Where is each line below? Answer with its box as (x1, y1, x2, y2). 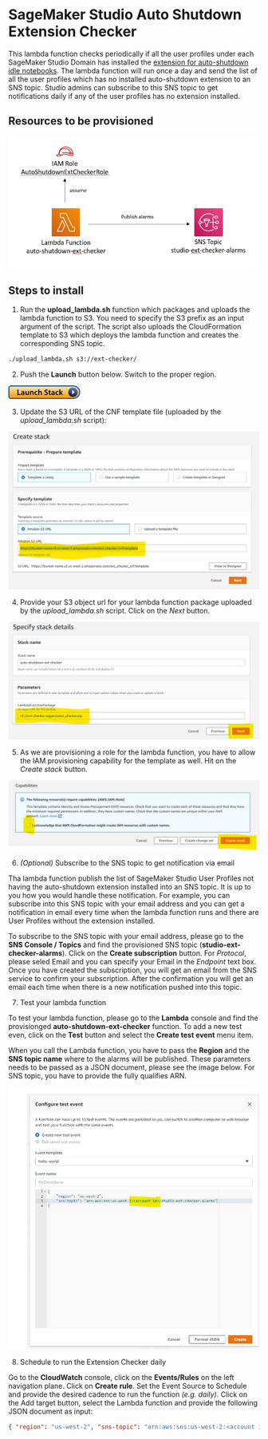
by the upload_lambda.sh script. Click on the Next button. (19, 606, 210, 616)
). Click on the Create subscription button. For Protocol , (61, 948, 247, 958)
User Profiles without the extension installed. (8, 916, 156, 925)
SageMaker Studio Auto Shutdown (8, 6, 242, 24)
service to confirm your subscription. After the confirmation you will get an (8, 973, 254, 983)
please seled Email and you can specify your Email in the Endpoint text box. (8, 956, 257, 966)
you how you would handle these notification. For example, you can (8, 890, 231, 900)
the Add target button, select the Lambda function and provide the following (8, 1398, 258, 1407)
